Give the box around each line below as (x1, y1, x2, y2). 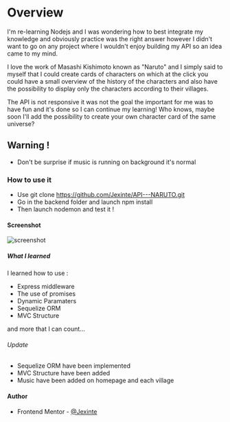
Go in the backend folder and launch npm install (16, 198, 153, 207)
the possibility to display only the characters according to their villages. (7, 84, 209, 93)
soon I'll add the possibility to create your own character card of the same (7, 112, 216, 121)
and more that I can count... (7, 325, 86, 333)
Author (7, 392, 28, 401)
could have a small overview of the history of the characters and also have (7, 77, 218, 85)
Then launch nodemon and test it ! (16, 205, 115, 213)
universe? (7, 119, 35, 128)
